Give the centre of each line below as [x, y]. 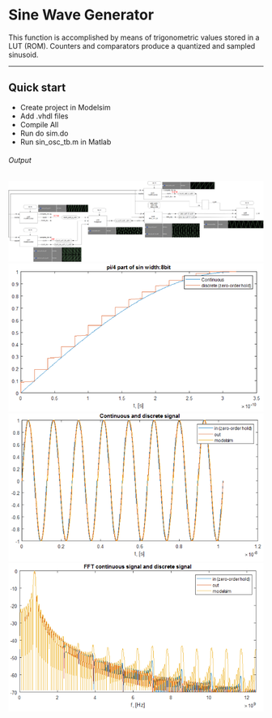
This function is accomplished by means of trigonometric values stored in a [134, 37]
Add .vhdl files [44, 116]
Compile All [39, 124]
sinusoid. [23, 54]
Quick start [37, 88]
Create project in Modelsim [65, 107]
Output [20, 161]
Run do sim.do [44, 133]
